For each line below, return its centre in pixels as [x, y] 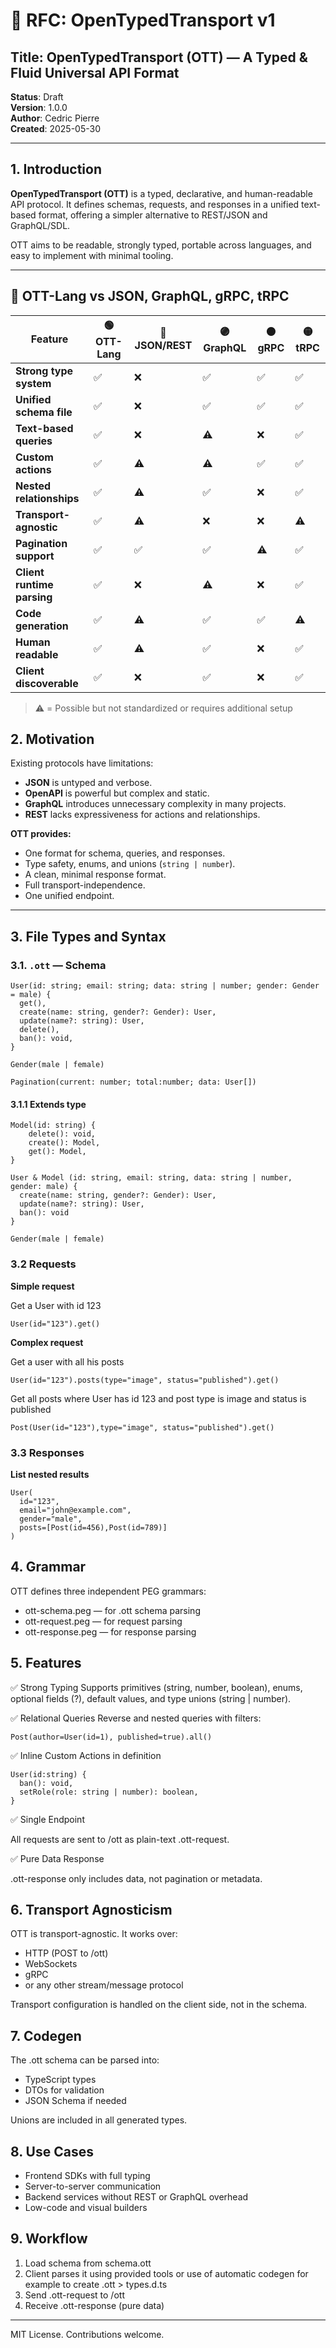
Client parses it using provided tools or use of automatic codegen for [166, 2273]
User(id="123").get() [55, 1324]
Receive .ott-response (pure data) [94, 2305]
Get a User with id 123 [56, 1305]
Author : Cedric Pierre [55, 118]
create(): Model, [64, 1143]
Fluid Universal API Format [95, 72]
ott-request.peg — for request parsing [103, 1621]
